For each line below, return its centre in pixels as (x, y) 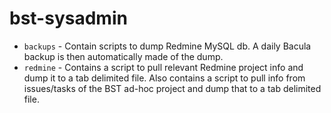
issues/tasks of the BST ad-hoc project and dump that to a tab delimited (172, 88)
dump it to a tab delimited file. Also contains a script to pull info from (164, 78)
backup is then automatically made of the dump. (123, 56)
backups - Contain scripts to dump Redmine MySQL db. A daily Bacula (167, 46)
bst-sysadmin (68, 18)
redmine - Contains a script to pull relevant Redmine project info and (163, 67)
